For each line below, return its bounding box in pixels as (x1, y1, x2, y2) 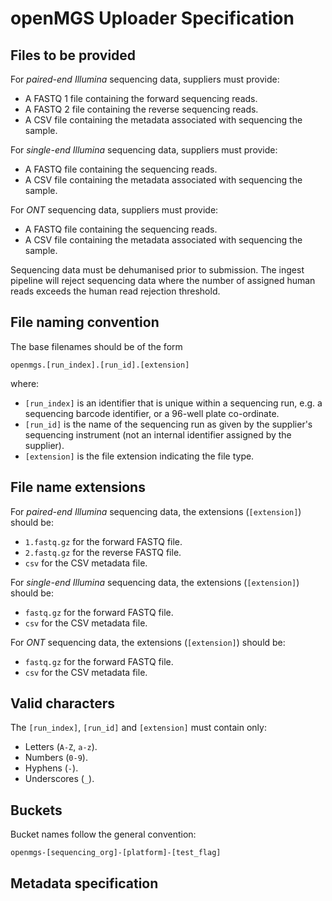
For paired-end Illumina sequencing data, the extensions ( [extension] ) (10, 505, 302, 517)
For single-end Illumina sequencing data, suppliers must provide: (10, 144, 278, 156)
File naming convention (10, 314, 160, 331)
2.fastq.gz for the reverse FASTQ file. (24, 546, 182, 558)
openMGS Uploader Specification (10, 7, 295, 30)
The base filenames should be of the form (10, 340, 183, 352)
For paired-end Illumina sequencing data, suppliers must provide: (10, 73, 280, 85)
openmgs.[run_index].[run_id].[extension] (10, 360, 190, 370)
